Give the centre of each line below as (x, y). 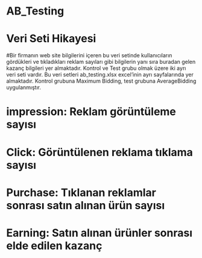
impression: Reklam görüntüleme (91, 112)
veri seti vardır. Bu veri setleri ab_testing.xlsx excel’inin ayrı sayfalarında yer (100, 75)
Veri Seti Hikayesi (51, 39)
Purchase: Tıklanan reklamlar (81, 193)
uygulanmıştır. (24, 87)
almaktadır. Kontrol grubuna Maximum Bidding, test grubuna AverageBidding (101, 81)
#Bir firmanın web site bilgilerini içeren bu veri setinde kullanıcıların (89, 55)
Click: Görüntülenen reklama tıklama (99, 152)
